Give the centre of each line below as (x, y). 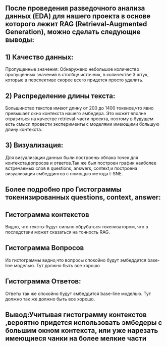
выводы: (20, 40)
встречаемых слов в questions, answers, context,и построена (71, 168)
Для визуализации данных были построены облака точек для (72, 157)
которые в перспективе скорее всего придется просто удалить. (74, 80)
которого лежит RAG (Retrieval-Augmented (76, 24)
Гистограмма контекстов (47, 214)
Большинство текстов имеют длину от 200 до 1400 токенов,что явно (79, 108)
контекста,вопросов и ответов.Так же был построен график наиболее (81, 163)
